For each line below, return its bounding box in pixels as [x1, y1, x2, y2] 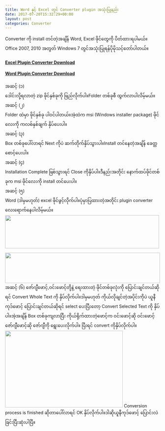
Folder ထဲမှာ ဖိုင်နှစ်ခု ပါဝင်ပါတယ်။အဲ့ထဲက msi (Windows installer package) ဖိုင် [5, 112, 160, 118]
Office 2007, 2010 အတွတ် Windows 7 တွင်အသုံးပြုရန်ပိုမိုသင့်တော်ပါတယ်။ [5, 45, 149, 52]
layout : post [5, 16, 32, 21]
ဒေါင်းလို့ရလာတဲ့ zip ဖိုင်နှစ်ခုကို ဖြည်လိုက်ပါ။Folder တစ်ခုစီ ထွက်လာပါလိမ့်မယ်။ [5, 93, 156, 99]
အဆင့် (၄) [5, 159, 25, 165]
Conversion [123, 403, 147, 409]
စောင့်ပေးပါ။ [5, 150, 29, 156]
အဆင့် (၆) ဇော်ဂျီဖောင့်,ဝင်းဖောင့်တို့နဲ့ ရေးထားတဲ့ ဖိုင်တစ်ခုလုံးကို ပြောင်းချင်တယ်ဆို [5, 285, 160, 290]
